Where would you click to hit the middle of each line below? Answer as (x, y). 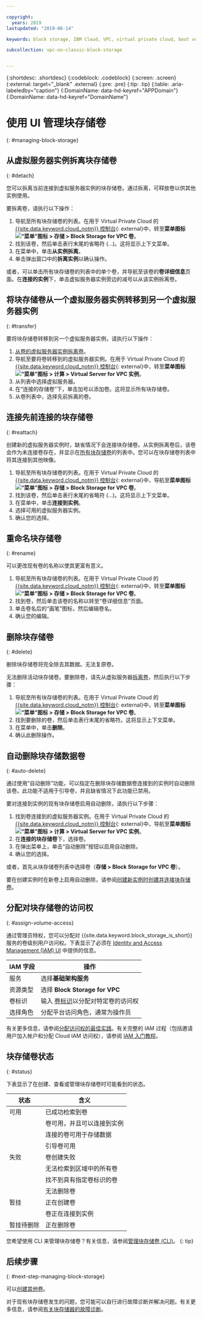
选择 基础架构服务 (65, 978)
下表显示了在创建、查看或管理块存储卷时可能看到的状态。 (77, 1084)
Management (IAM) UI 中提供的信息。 (53, 950)
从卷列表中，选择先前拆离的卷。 (54, 396)
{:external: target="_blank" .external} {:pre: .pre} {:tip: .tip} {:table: (88, 84)
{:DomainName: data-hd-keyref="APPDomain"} (119, 90)
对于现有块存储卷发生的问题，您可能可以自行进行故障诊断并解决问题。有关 (98, 1302)
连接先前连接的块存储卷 (50, 417)
